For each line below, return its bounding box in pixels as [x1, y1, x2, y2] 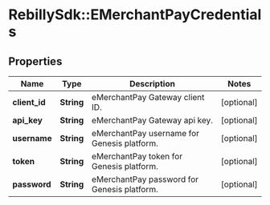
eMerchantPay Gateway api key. [91, 115, 214, 126]
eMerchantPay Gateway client [91, 92, 205, 102]
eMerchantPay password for [91, 174, 199, 185]
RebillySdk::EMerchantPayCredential [8, 6, 262, 24]
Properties [8, 54, 63, 68]
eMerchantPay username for [91, 128, 199, 139]
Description [129, 78, 175, 89]
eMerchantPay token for [91, 151, 183, 162]
